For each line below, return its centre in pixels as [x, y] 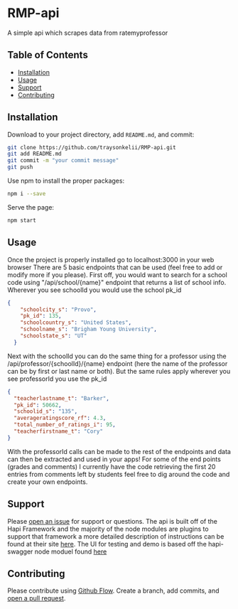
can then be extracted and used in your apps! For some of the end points [114, 459]
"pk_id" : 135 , [41, 316]
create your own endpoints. [48, 482]
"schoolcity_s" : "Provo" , [59, 309]
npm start [22, 220]
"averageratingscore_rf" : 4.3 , [60, 418]
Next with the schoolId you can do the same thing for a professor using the [117, 356]
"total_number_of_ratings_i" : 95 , [65, 425]
